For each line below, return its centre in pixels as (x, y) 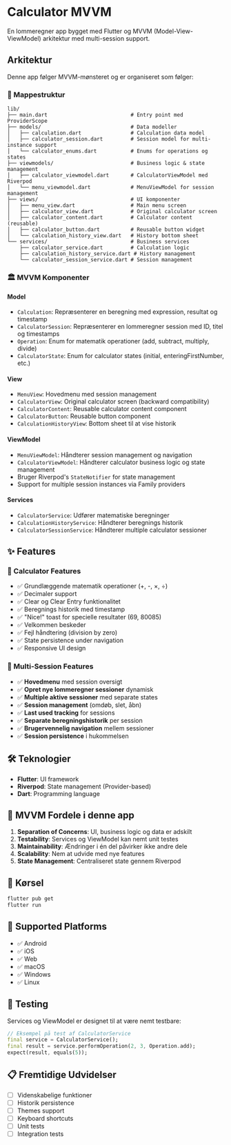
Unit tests (31, 1126)
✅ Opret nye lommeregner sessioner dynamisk (85, 689)
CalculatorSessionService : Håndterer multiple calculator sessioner (112, 530)
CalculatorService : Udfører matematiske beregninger (93, 515)
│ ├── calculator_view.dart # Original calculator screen (112, 212)
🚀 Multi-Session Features (50, 666)
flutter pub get (30, 899)
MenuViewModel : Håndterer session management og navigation (104, 455)
